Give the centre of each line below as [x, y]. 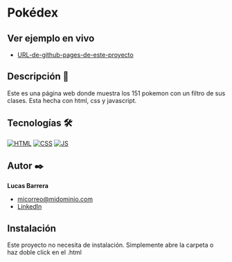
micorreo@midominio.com [55, 199]
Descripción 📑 [38, 76]
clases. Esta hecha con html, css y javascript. [72, 100]
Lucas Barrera [28, 186]
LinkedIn [29, 207]
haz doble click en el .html [44, 252]
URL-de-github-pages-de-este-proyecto [75, 55]
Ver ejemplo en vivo [51, 38]
